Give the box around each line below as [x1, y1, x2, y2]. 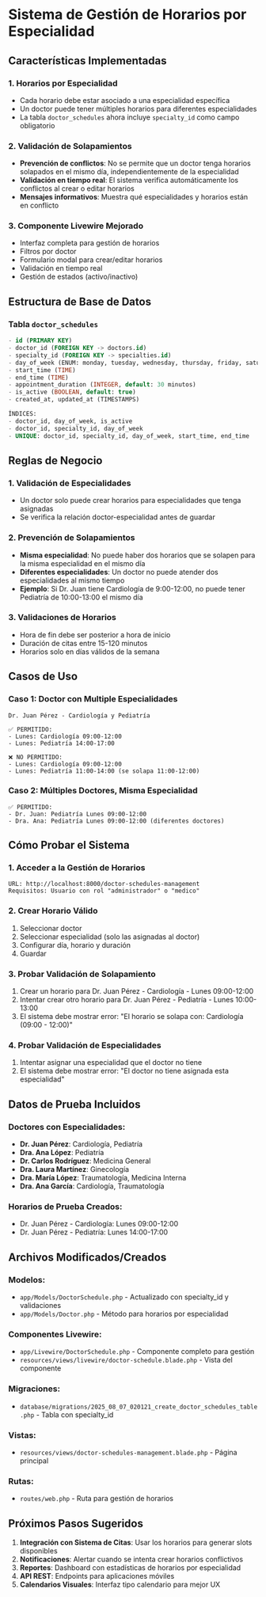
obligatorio [19, 120, 55, 130]
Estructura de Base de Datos [8, 295, 152, 308]
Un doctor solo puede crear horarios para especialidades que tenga [19, 496, 241, 505]
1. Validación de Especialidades [8, 477, 132, 489]
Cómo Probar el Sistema [8, 838, 130, 852]
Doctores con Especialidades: [8, 1121, 126, 1132]
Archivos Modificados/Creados [8, 1250, 167, 1264]
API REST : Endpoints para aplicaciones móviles [19, 1572, 175, 1581]
